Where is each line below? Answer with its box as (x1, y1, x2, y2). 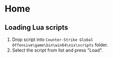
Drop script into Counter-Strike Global (12, 36, 93, 42)
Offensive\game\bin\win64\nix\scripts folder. (12, 42, 108, 48)
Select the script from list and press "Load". (12, 47, 103, 53)
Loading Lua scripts (5, 23, 69, 32)
